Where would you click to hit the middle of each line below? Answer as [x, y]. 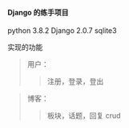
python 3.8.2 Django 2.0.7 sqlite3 [62, 31]
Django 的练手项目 [38, 12]
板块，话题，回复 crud [84, 116]
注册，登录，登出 [75, 81]
